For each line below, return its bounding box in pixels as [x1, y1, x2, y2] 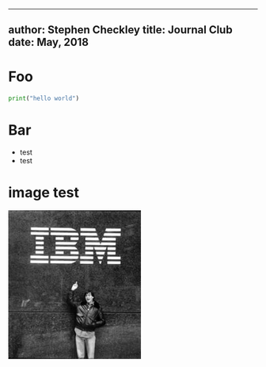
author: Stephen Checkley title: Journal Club [8, 23, 233, 36]
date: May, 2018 [8, 36, 89, 49]
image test [8, 184, 79, 202]
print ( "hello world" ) [8, 94, 80, 103]
